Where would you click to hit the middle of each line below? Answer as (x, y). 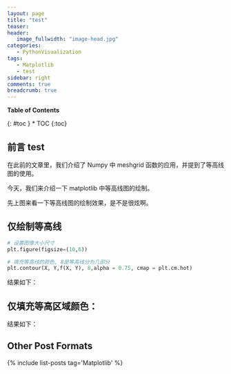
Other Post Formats (50, 346)
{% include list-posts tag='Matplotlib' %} (65, 362)
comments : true (29, 84)
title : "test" (28, 20)
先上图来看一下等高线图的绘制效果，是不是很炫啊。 (80, 203)
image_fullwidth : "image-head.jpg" (67, 39)
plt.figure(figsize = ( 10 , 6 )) (48, 249)
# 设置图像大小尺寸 (31, 243)
